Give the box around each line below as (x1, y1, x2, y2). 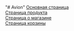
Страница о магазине (5, 15, 52, 20)
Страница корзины (5, 20, 46, 26)
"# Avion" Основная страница (5, 4, 69, 10)
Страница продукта (5, 9, 48, 15)
